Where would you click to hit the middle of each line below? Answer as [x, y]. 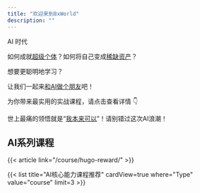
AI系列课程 [31, 143]
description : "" [31, 20]
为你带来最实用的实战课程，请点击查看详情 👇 [73, 101]
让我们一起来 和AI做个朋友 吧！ [51, 86]
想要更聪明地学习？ [35, 71]
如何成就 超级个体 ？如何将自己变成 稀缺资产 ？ [72, 56]
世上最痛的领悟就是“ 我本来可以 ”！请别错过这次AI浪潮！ [87, 118]
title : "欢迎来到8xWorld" [43, 14]
